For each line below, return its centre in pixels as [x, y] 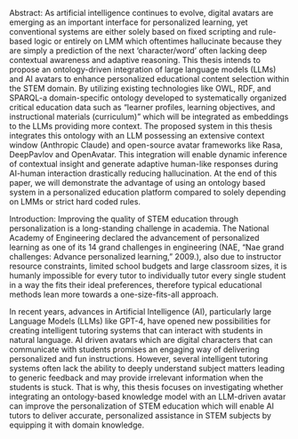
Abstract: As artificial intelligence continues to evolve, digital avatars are [141, 13]
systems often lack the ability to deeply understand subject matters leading [147, 368]
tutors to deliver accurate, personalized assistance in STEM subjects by [140, 415]
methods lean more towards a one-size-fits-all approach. [114, 294]
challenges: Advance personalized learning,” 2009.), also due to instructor [145, 256]
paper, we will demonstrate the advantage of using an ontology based [137, 183]
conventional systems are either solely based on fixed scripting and [133, 32]
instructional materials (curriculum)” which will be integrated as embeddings [149, 116]
